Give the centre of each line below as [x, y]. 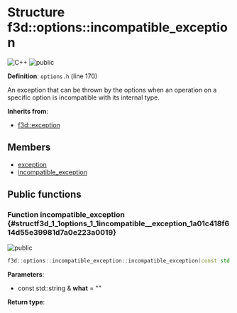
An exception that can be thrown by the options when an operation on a [112, 90]
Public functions [44, 195]
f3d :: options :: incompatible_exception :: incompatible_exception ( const [112, 261]
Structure [36, 12]
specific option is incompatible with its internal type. [83, 97]
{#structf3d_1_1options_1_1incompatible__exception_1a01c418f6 [118, 223]
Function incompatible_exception [66, 215]
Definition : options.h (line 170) [53, 76]
